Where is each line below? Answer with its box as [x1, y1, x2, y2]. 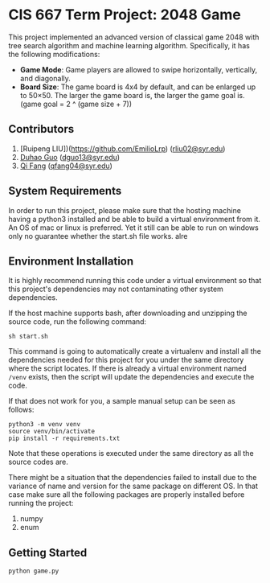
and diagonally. [19, 73, 71, 83]
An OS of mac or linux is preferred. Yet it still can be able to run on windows [8, 223, 259, 232]
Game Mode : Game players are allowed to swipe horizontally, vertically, [19, 64, 258, 74]
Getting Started [8, 545, 88, 560]
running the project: [8, 499, 74, 508]
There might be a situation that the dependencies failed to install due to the [8, 473, 257, 482]
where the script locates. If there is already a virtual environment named [8, 363, 247, 373]
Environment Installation [8, 254, 134, 268]
